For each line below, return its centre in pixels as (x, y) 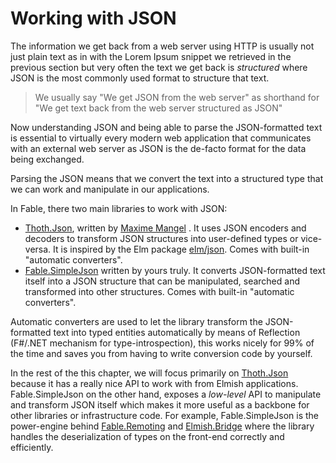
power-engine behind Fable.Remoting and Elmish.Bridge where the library (162, 426)
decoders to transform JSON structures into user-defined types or (161, 238)
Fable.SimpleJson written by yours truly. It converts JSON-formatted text (175, 270)
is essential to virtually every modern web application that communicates (161, 138)
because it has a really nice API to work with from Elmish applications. (154, 383)
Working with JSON (93, 18)
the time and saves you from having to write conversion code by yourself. (161, 353)
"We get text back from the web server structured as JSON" (158, 108)
